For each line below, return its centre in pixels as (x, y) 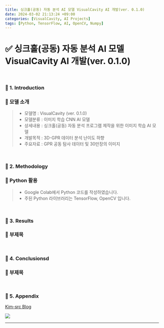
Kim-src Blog (18, 307)
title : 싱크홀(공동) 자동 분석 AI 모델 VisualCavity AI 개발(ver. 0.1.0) (75, 10)
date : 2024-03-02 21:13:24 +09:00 (40, 14)
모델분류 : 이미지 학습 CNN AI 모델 (57, 119)
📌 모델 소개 (17, 102)
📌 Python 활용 (21, 181)
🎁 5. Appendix (22, 296)
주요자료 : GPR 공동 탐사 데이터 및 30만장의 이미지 (72, 144)
